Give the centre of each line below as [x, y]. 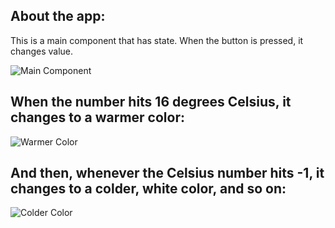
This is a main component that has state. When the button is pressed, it [157, 40]
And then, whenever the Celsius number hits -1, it [167, 173]
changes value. [42, 51]
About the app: [58, 16]
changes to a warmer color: [97, 117]
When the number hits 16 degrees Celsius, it [151, 102]
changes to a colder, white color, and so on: [148, 189]
